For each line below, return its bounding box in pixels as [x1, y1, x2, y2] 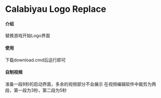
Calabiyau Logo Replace [5, 3, 106, 15]
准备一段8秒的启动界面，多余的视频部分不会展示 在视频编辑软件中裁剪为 [5, 81, 152, 87]
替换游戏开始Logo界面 [5, 33, 50, 39]
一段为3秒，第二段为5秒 [18, 87, 67, 93]
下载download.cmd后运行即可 [5, 57, 66, 63]
